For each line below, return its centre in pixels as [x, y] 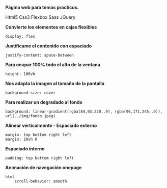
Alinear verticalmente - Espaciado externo [51, 125]
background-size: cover [31, 93]
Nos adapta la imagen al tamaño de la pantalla [55, 83]
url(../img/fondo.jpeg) [31, 116]
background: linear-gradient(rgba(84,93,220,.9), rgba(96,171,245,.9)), [84, 112]
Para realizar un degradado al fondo [44, 102]
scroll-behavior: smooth [41, 181]
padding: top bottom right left [39, 158]
